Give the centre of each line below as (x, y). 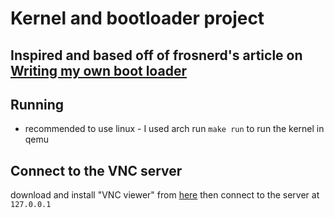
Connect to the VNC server (96, 170)
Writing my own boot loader (98, 70)
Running (37, 104)
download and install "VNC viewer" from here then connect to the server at (165, 195)
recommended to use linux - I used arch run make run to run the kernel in (174, 129)
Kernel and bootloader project (137, 18)
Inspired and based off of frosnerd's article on (156, 55)
